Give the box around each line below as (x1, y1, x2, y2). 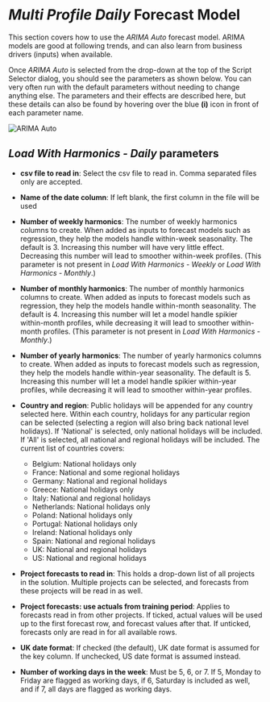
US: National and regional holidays (31, 553, 147, 563)
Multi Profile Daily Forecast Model (8, 6, 240, 24)
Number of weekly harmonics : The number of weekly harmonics (19, 216, 238, 226)
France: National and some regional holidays (31, 467, 180, 477)
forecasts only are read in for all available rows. (19, 627, 177, 637)
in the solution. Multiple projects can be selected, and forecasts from (19, 577, 249, 587)
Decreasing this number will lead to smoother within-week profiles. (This (19, 251, 262, 260)
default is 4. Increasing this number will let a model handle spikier (19, 309, 238, 319)
